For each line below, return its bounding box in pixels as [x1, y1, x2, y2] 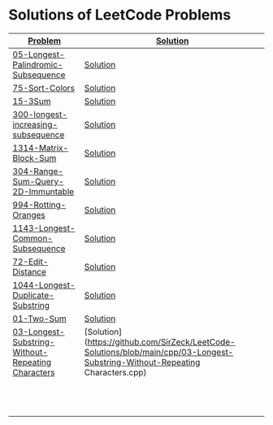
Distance [12, 266, 47, 277]
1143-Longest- [12, 222, 76, 233]
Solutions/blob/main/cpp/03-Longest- [84, 346, 234, 358]
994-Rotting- [12, 199, 67, 210]
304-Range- [12, 165, 63, 176]
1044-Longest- [12, 279, 76, 290]
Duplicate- [12, 289, 54, 301]
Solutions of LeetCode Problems [8, 6, 232, 24]
